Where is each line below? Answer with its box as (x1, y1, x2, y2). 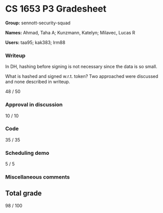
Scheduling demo (5, 149, 49, 156)
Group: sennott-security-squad (5, 20, 71, 26)
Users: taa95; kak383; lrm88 (5, 39, 66, 46)
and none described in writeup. (5, 79, 71, 85)
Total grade (5, 189, 42, 198)
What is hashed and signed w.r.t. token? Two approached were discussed (5, 73, 158, 79)
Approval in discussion (5, 101, 63, 108)
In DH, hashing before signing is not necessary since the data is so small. (5, 64, 157, 70)
